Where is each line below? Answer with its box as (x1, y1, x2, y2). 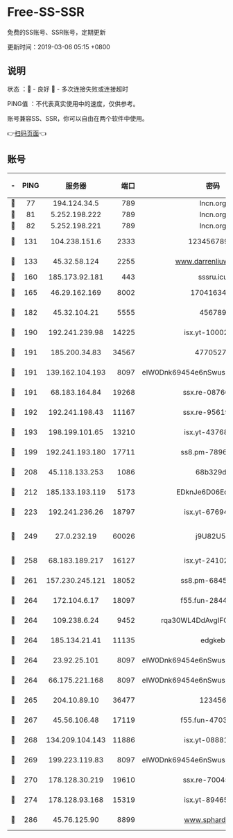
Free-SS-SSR (7, 4, 85, 20)
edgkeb (200, 635, 225, 645)
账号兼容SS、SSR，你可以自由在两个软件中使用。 (7, 114, 148, 122)
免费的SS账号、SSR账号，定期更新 (7, 28, 106, 36)
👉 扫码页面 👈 (7, 129, 47, 137)
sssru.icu (198, 272, 228, 282)
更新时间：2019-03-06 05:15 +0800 (7, 42, 111, 51)
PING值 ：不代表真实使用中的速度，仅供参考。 (7, 99, 139, 108)
